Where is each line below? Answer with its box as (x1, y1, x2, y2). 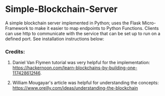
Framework (5, 25, 28, 31)
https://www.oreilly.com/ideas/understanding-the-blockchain (12, 85, 138, 91)
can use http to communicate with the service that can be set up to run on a (5, 30, 161, 36)
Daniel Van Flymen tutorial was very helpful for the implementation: (12, 60, 150, 66)
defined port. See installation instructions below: (5, 36, 104, 42)
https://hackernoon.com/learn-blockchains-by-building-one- (12, 65, 138, 71)
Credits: (5, 48, 25, 55)
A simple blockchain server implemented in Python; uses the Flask (5, 20, 141, 26)
